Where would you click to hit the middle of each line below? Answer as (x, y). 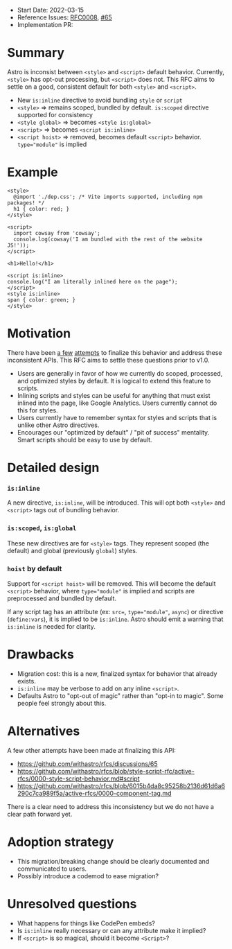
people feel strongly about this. (62, 703)
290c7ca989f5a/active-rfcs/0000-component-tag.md (94, 793)
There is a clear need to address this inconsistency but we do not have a (111, 806)
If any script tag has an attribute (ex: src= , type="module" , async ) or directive (115, 611)
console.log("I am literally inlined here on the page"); (92, 281)
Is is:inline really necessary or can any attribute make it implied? (111, 930)
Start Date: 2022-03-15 (51, 10)
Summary (36, 53)
